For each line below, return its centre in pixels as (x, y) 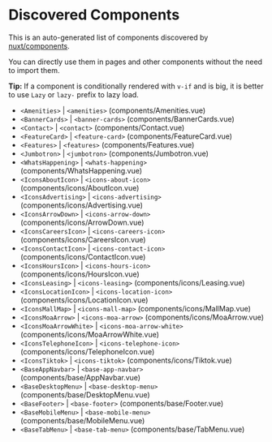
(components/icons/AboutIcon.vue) (80, 187)
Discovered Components (94, 15)
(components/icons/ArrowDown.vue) (82, 222)
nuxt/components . (39, 45)
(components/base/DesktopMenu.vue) (85, 394)
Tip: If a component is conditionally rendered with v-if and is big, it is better (136, 86)
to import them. (34, 70)
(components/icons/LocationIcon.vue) (84, 300)
